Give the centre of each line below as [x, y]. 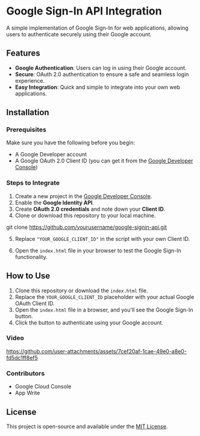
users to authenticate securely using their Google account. [79, 34]
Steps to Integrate [33, 183]
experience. [30, 80]
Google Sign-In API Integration [84, 11]
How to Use [28, 276]
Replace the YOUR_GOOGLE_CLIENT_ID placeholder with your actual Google [105, 297]
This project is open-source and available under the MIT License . [87, 426]
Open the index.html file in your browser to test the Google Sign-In [98, 250]
